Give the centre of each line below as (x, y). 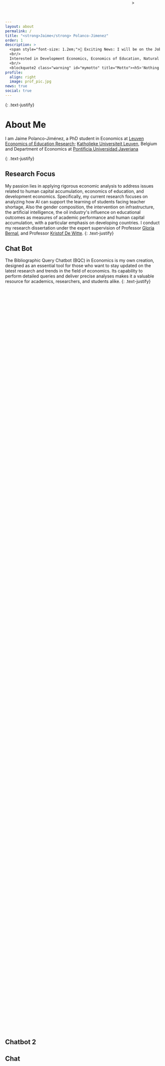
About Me (26, 125)
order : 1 (14, 40)
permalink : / (18, 31)
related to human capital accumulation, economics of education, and (74, 191)
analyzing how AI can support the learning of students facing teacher (75, 201)
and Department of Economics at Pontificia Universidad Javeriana (72, 149)
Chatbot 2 (21, 1042)
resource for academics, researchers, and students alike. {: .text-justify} (78, 281)
